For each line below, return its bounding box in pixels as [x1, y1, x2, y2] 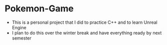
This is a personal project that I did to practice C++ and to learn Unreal [11, 19, 158, 25]
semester [11, 35, 32, 41]
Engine [11, 24, 26, 30]
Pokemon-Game [4, 3, 74, 14]
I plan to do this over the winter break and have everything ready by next [11, 30, 162, 36]
